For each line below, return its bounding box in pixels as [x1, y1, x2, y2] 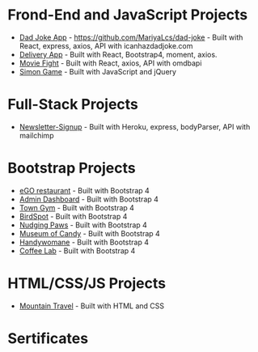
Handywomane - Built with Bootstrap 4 [19, 237, 149, 247]
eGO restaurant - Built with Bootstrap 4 [19, 185, 150, 195]
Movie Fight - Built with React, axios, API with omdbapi [19, 58, 202, 68]
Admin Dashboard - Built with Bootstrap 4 [19, 194, 159, 204]
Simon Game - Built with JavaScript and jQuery [19, 66, 177, 76]
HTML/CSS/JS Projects [7, 274, 167, 292]
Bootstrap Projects [7, 159, 136, 177]
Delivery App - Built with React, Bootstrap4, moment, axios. [19, 49, 218, 59]
